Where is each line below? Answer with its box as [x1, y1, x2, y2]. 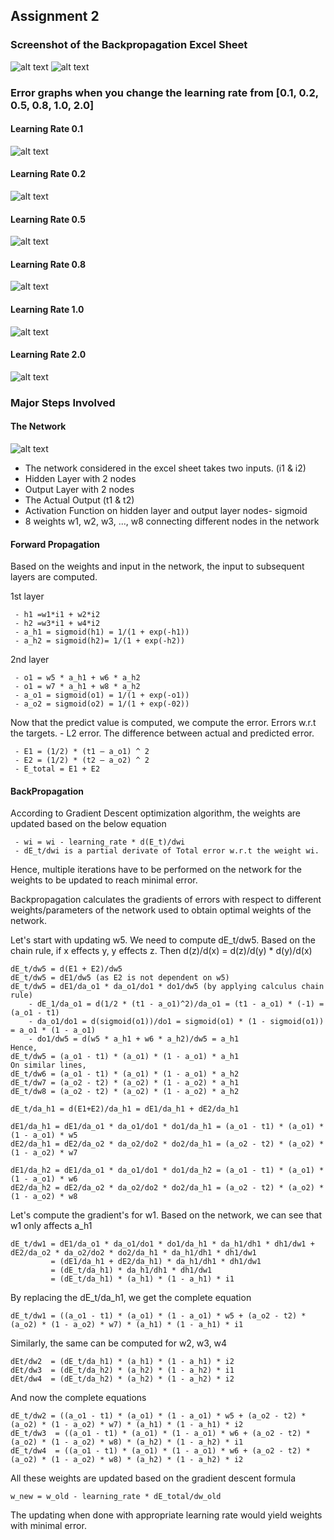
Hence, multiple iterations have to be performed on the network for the [10, 864, 303, 876]
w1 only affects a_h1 [10, 1220, 93, 1232]
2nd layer [10, 654, 50, 666]
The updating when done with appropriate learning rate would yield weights [10, 1509, 323, 1521]
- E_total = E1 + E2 [14, 764, 101, 774]
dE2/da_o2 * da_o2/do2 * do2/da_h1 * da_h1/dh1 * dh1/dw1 [10, 1248, 257, 1258]
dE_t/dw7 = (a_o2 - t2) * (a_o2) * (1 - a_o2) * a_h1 [10, 1078, 240, 1088]
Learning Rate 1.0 [10, 304, 85, 316]
